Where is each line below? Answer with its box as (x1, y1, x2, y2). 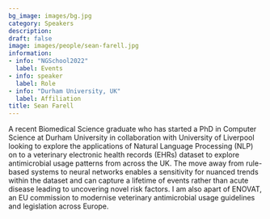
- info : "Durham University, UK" (8, 86, 121, 95)
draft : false (8, 34, 53, 43)
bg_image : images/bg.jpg (8, 11, 92, 20)
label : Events (15, 65, 63, 73)
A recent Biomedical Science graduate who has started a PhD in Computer (8, 124, 257, 134)
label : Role (15, 79, 57, 87)
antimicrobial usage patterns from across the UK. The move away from (8, 158, 245, 168)
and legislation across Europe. (8, 201, 109, 211)
